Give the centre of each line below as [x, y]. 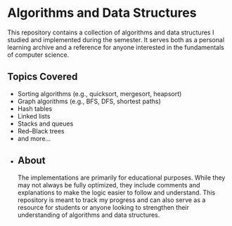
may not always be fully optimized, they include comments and [109, 185]
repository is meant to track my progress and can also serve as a [111, 200]
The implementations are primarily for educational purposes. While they [121, 178]
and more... [34, 138]
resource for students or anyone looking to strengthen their [103, 207]
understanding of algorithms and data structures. [89, 215]
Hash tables [35, 108]
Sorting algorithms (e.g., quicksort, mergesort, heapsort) [99, 93]
